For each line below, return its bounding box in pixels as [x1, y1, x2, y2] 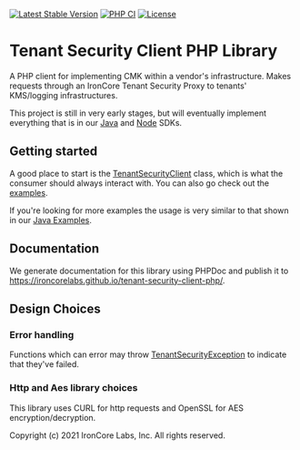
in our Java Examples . [9, 214, 93, 225]
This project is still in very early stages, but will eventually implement [9, 107, 266, 118]
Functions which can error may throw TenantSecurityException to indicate [9, 349, 287, 360]
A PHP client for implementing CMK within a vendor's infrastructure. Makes [9, 70, 292, 81]
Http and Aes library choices [9, 382, 138, 394]
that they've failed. [9, 359, 80, 370]
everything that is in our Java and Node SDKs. [9, 117, 183, 128]
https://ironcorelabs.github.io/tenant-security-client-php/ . [9, 274, 225, 286]
